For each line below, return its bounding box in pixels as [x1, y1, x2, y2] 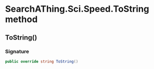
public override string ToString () [5, 59, 78, 64]
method [5, 14, 38, 25]
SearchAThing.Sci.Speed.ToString [5, 3, 150, 15]
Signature [5, 48, 30, 55]
